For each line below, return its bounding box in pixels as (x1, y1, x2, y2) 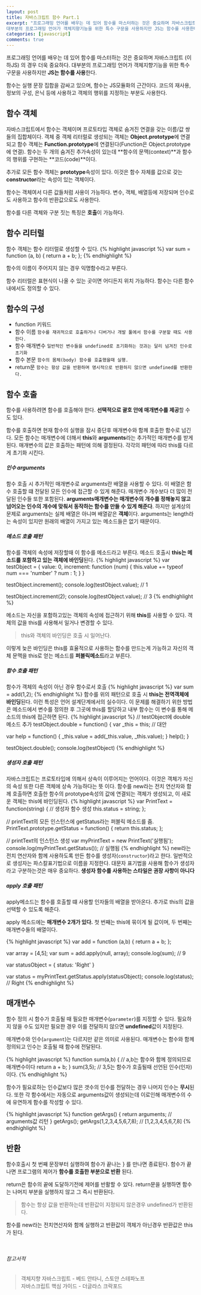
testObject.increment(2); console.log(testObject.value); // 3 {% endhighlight (6, 593, 193, 600)
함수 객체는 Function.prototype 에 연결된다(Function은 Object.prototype (17, 140, 191, 148)
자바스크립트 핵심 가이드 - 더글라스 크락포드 (20, 1282, 123, 1290)
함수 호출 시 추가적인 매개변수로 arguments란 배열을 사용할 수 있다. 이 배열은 (6, 480, 185, 488)
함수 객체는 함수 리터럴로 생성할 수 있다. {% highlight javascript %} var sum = (6, 245, 191, 252)
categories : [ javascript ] (6, 31, 71, 37)
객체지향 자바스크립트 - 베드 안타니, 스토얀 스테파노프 (20, 1275, 145, 1282)
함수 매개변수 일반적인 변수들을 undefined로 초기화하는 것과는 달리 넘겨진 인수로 (14, 342, 193, 349)
